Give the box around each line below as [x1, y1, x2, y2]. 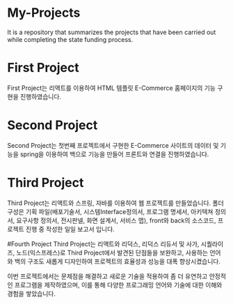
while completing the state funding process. [7, 35, 134, 43]
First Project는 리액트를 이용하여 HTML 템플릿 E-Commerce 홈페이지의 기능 [7, 84, 216, 92]
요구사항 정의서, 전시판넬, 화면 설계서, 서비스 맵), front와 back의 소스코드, [16, 216, 217, 225]
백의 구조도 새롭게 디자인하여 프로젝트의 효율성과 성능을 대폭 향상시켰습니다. [14, 257, 221, 266]
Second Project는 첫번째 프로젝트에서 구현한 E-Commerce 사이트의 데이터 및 [7, 141, 219, 149]
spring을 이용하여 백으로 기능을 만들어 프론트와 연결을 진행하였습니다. [19, 150, 209, 158]
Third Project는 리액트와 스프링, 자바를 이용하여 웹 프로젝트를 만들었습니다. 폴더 [7, 199, 224, 207]
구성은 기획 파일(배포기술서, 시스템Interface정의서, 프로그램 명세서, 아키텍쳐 [7, 207, 214, 215]
